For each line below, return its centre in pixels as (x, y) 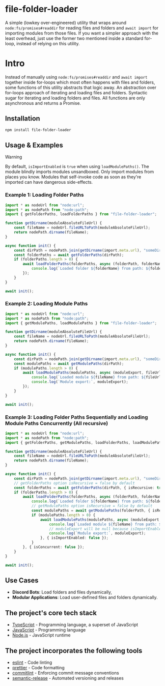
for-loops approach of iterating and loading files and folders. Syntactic (76, 92)
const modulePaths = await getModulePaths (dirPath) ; (69, 364)
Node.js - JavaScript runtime (41, 635)
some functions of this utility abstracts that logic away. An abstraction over (81, 87)
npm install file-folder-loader (38, 130)
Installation (23, 119)
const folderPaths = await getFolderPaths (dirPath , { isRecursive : (84, 487)
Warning (14, 157)
